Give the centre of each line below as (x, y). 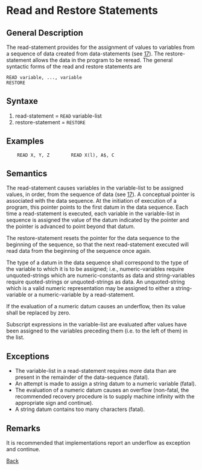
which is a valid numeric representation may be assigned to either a (90, 288)
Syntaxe (22, 101)
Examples (25, 141)
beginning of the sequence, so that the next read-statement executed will (97, 244)
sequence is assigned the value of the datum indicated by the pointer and (98, 220)
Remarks (24, 428)
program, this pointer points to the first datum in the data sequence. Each (97, 207)
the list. (15, 337)
